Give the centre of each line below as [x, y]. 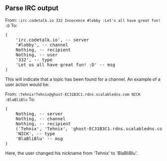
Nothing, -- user [37, 55]
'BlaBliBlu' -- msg [39, 138]
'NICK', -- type [36, 133]
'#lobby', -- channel [42, 45]
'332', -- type [34, 60]
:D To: [11, 25]
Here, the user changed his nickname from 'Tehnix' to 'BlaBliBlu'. [72, 153]
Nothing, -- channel [41, 119]
